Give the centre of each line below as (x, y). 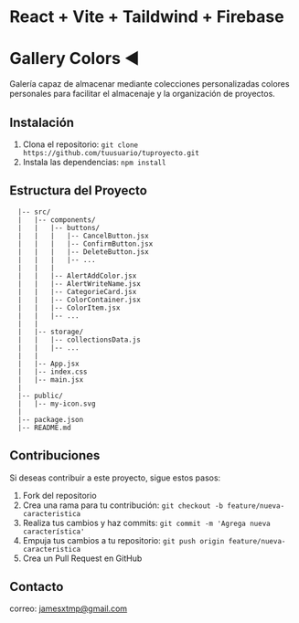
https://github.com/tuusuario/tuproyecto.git (111, 153)
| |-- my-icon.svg (57, 404)
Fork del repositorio (60, 495)
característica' (53, 532)
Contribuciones (55, 455)
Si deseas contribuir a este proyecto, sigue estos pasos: (115, 478)
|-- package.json (51, 419)
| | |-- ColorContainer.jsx (80, 300)
